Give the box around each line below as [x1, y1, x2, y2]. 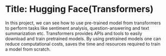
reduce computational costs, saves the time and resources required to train [5, 41, 160, 47]
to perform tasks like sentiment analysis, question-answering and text [5, 25, 149, 31]
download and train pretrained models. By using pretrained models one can [5, 36, 161, 42]
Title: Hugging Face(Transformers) [5, 3, 154, 15]
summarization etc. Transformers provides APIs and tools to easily [5, 30, 142, 36]
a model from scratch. [5, 46, 51, 52]
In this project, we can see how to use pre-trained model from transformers [5, 20, 161, 26]
